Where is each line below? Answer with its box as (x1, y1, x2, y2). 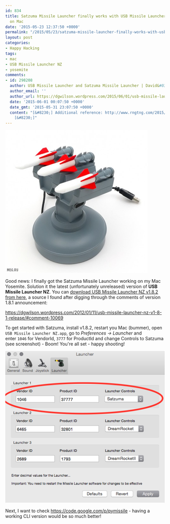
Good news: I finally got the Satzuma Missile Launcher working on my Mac (5, 278, 161, 284)
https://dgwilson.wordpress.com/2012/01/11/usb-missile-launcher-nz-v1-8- (5, 310, 162, 316)
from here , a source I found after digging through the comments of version (5, 294, 161, 301)
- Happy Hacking (5, 46, 39, 51)
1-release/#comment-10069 (5, 315, 64, 321)
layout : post (5, 35, 33, 40)
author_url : (10, 94, 35, 99)
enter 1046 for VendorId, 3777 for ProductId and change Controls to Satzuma (5, 336, 164, 342)
